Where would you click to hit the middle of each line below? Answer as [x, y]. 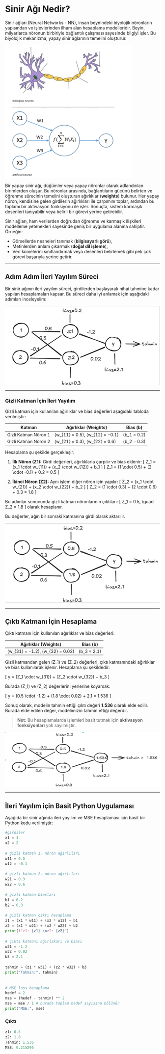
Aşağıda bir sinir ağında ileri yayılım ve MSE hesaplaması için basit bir [75, 818]
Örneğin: [14, 231]
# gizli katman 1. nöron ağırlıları [42, 853]
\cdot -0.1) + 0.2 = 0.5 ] [36, 472]
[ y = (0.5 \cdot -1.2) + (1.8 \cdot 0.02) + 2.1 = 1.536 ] [58, 696]
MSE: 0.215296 [20, 1047]
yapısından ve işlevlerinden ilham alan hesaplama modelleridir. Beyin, [75, 27]
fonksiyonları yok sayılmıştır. [46, 726]
